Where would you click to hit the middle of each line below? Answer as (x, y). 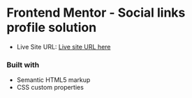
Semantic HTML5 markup (53, 80)
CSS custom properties (50, 88)
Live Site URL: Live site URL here (64, 47)
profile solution (52, 27)
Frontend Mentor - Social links (96, 13)
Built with (23, 65)
